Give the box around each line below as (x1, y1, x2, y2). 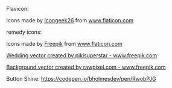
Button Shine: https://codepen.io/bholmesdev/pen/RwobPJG (6, 75, 156, 82)
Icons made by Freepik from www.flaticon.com (6, 40, 123, 47)
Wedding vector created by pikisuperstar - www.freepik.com (6, 52, 158, 59)
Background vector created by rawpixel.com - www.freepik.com (6, 63, 166, 71)
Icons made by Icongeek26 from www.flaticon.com (6, 17, 134, 24)
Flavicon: (6, 5, 29, 12)
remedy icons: (6, 28, 42, 36)
